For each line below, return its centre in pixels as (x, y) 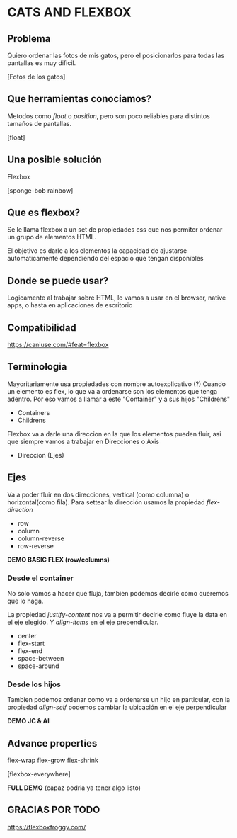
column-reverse (41, 538)
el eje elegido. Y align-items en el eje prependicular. (83, 622)
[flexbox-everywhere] (39, 774)
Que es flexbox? (44, 213)
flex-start (31, 643)
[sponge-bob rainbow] (40, 190)
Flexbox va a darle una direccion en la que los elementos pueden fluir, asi (114, 434)
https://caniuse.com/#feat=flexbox (58, 345)
